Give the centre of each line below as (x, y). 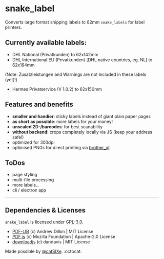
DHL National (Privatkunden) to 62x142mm (55, 54)
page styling (25, 175)
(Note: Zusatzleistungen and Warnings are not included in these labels (76, 74)
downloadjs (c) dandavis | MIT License (51, 242)
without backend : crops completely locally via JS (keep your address (82, 132)
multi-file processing (33, 180)
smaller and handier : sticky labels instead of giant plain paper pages (82, 116)
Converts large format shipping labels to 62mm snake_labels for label (75, 22)
